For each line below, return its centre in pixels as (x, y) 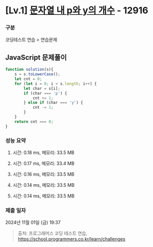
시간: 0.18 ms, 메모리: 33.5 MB (44, 152)
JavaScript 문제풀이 (36, 57)
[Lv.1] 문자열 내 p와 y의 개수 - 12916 (77, 10)
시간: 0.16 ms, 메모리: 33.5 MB (44, 174)
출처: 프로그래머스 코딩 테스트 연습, (53, 233)
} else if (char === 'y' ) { (53, 103)
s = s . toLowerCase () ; (37, 75)
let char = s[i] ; (42, 88)
